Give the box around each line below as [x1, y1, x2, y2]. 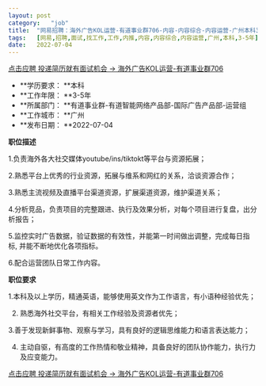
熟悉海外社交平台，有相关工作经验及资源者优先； [19, 308, 180, 318]
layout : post [8, 11, 51, 20]
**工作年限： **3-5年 [19, 90, 92, 100]
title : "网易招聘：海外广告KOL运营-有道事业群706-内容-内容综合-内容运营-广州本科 [8, 26, 256, 34]
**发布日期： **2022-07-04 [19, 120, 113, 130]
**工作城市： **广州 [19, 110, 85, 120]
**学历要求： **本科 [19, 81, 85, 90]
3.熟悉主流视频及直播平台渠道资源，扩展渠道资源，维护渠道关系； [8, 188, 223, 197]
